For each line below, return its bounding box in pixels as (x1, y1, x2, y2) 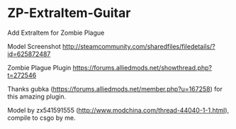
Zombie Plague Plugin (7, 63, 72, 72)
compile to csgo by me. (7, 113, 76, 122)
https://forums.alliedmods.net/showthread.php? (72, 63, 213, 72)
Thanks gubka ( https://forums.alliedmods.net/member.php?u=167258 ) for (7, 84, 223, 93)
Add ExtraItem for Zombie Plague (7, 28, 105, 37)
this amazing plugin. (7, 92, 67, 101)
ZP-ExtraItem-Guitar (7, 5, 131, 21)
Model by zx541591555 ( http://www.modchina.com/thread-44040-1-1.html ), (7, 106, 230, 114)
